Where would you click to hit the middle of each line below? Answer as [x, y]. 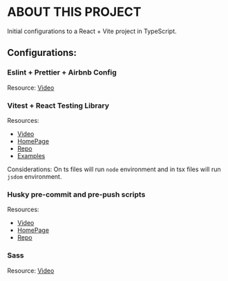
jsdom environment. [35, 176]
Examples [31, 155]
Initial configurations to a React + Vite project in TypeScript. [92, 31]
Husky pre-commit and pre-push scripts [76, 194]
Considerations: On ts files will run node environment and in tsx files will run [114, 169]
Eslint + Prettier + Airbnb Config [62, 72]
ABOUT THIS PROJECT [74, 12]
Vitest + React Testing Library [58, 106]
